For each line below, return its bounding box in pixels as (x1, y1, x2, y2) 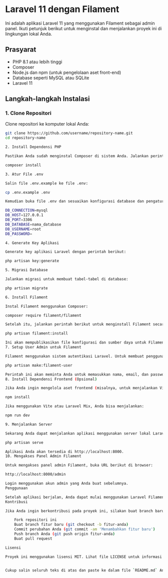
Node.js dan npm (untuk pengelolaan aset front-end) (12, 69, 121, 75)
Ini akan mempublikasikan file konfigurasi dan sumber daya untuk (5, 340, 146, 345)
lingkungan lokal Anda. (5, 31, 52, 37)
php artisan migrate (5, 285, 48, 291)
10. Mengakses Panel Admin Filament (5, 453, 81, 459)
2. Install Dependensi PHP (5, 145, 61, 150)
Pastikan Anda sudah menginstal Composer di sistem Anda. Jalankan (5, 154, 149, 159)
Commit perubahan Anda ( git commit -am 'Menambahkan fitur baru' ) (14, 527, 155, 532)
